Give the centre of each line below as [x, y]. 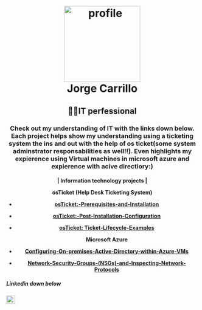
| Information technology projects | [102, 181]
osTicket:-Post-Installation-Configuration [107, 216]
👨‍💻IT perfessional [102, 111]
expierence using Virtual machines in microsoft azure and [102, 159]
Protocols [107, 270]
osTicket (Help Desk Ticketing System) [102, 193]
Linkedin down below [34, 283]
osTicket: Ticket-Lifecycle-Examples [107, 228]
